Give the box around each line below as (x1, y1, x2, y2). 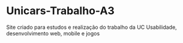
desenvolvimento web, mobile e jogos (6, 29, 100, 37)
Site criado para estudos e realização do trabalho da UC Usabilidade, (6, 24, 177, 31)
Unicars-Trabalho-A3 (6, 4, 115, 18)
